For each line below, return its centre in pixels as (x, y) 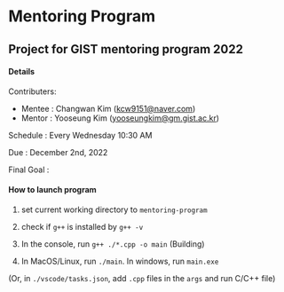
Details (22, 72)
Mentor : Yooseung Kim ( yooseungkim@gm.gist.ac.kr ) (120, 118)
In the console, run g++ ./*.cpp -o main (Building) (113, 244)
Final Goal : (29, 170)
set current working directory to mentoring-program (114, 209)
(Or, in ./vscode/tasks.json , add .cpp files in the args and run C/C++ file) (142, 278)
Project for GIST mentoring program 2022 (126, 49)
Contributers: (32, 91)
